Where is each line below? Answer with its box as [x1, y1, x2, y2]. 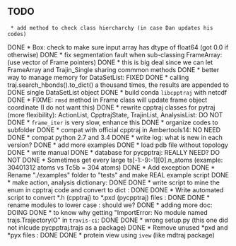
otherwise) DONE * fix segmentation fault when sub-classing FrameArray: [7, 50, 223, 59]
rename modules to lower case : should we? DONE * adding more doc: [7, 201, 213, 209]
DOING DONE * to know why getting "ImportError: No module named [7, 208, 208, 216]
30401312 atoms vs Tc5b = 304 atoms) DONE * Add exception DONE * [7, 163, 216, 172]
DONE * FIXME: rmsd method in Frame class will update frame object [7, 95, 208, 104]
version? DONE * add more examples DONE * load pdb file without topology [7, 141, 228, 149]
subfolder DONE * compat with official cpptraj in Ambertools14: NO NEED [7, 125, 221, 134]
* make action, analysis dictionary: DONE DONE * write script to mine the [7, 178, 220, 187]
